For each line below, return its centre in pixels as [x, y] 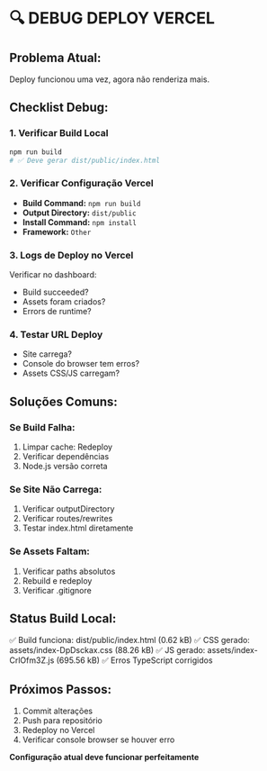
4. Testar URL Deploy [56, 334]
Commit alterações [57, 711]
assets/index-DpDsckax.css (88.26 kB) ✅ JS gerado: [107, 650]
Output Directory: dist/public [79, 213]
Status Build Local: [63, 618]
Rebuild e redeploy [57, 581]
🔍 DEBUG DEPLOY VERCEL [112, 18]
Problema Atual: [55, 57]
